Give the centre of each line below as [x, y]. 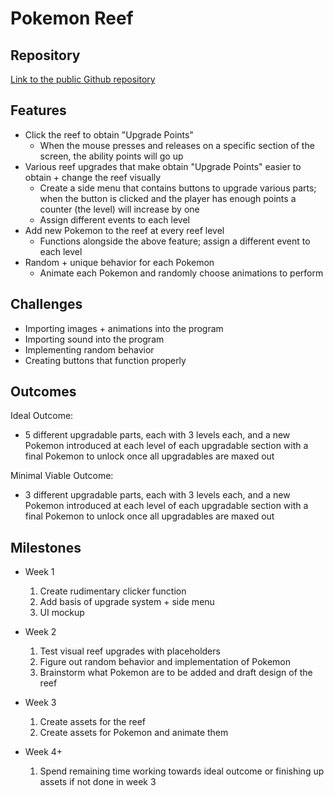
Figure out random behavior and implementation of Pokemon [165, 662]
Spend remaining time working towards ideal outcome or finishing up [182, 771]
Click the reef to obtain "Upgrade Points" [109, 134]
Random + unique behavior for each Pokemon [119, 262]
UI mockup [62, 613]
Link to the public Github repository [83, 79]
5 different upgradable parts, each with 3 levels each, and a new [157, 435]
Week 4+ [43, 752]
